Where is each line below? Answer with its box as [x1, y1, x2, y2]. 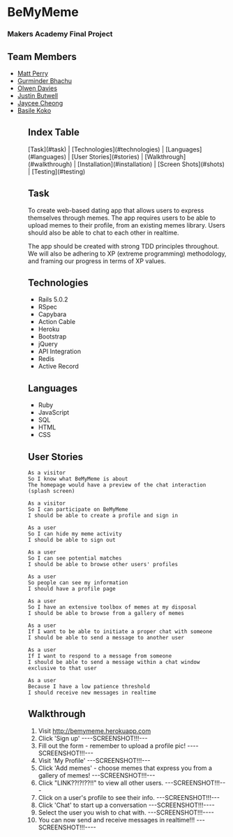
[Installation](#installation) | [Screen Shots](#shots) [77, 160, 225, 168]
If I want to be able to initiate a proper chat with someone [27, 628, 213, 635]
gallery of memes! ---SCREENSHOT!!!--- [38, 771, 156, 779]
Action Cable [38, 318, 75, 326]
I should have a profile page [27, 585, 116, 592]
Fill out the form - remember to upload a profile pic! [38, 741, 186, 750]
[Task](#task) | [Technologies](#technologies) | [27, 145, 165, 154]
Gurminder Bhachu [17, 76, 72, 84]
